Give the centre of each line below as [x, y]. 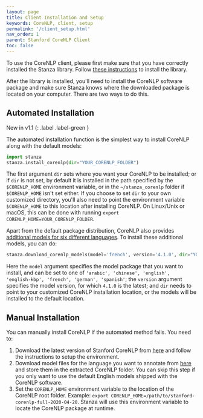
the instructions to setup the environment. [67, 357]
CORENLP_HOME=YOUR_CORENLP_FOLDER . [50, 219]
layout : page [23, 12]
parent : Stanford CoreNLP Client [48, 40]
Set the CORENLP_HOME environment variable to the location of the [94, 389]
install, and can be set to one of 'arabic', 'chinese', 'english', [88, 273]
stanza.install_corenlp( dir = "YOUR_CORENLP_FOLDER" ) [72, 162]
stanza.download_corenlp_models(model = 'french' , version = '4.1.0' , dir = [98, 255]
